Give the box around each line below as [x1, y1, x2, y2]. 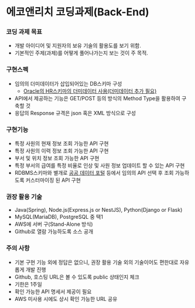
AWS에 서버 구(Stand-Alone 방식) [14, 221, 93, 228]
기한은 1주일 [14, 280, 42, 287]
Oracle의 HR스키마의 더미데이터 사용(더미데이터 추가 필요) [23, 87, 157, 94]
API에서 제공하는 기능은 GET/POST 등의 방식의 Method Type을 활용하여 [14, 94, 180, 101]
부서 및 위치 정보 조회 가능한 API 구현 [14, 155, 100, 162]
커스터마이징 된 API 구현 [25, 177, 81, 184]
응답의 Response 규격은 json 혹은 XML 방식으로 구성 [14, 109, 136, 116]
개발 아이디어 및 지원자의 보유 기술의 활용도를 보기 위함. [14, 42, 142, 49]
